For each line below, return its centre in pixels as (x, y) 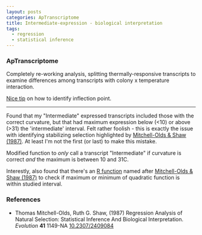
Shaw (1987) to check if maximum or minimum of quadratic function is (93, 178)
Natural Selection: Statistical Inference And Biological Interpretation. (99, 219)
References (23, 199)
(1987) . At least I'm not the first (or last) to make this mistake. (82, 142)
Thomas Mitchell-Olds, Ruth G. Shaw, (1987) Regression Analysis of (99, 213)
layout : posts (24, 12)
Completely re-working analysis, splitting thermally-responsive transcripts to (101, 74)
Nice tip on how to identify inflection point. (59, 99)
